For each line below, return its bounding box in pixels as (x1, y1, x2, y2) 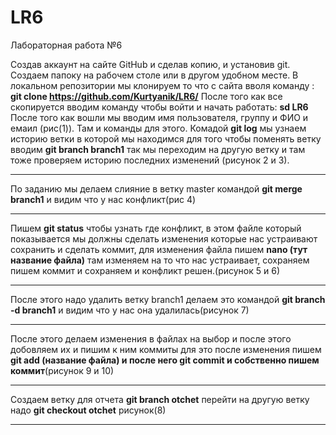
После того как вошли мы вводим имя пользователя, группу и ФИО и (10, 111, 309, 123)
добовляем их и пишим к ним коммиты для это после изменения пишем (10, 343, 322, 355)
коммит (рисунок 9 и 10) (10, 364, 115, 376)
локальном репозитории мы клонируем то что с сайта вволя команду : (10, 79, 315, 91)
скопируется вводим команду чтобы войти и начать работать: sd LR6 (10, 101, 309, 113)
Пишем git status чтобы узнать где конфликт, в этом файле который (10, 222, 302, 234)
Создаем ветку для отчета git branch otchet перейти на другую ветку (10, 393, 310, 405)
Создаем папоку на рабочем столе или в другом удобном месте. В (10, 69, 299, 81)
